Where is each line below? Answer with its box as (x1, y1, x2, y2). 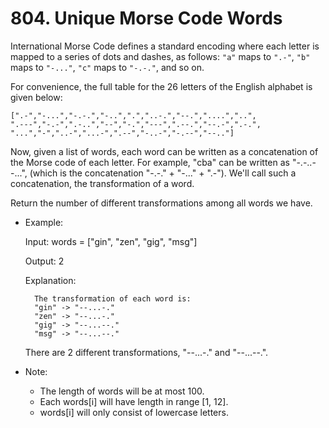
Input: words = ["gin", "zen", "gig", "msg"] (24, 235, 198, 247)
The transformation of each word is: (34, 293, 192, 304)
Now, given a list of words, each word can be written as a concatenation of (10, 145, 319, 157)
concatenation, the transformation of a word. (10, 177, 195, 189)
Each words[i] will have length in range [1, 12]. (39, 395, 229, 407)
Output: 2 (24, 255, 65, 267)
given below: (10, 91, 63, 103)
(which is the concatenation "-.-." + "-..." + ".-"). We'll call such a (29, 167, 297, 179)
